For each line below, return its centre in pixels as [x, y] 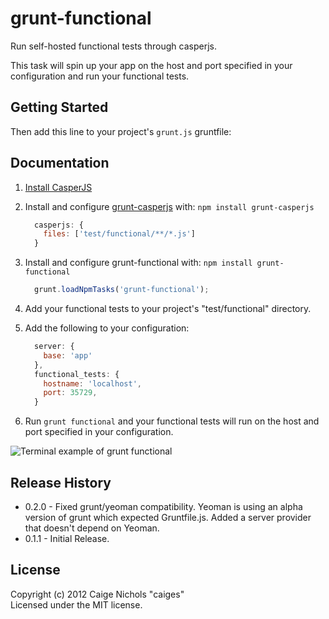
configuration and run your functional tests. [100, 76]
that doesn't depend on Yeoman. [92, 528]
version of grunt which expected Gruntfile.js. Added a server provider [168, 517]
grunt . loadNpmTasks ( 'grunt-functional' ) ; [122, 290]
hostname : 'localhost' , [92, 383]
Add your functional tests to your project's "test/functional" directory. [168, 309]
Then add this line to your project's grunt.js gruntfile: [121, 131]
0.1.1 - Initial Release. [67, 538]
